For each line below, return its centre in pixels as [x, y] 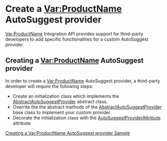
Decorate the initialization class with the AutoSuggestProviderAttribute [87, 118]
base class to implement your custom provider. [62, 112]
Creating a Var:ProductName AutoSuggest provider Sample [68, 133]
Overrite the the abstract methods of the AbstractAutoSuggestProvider [87, 107]
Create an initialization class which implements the [66, 96]
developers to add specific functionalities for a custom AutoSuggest [77, 39]
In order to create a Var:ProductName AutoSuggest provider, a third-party [83, 81]
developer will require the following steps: [49, 86]
